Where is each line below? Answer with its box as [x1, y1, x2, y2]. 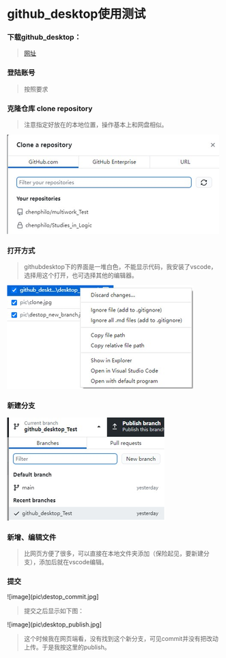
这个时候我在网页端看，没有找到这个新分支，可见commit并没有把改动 [23, 635, 218, 643]
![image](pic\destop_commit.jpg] [7, 593, 99, 601]
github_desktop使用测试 [7, 6, 146, 22]
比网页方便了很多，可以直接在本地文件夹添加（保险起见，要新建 [23, 549, 203, 557]
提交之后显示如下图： [23, 607, 84, 615]
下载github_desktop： [7, 32, 82, 42]
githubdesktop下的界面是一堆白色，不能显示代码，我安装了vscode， [23, 263, 217, 271]
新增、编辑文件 [7, 532, 57, 542]
